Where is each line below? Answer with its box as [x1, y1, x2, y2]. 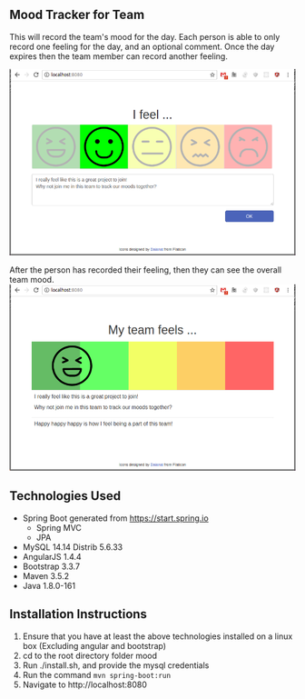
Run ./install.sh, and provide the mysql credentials [22, 659, 210, 671]
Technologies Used [9, 488, 121, 504]
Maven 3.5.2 [22, 570, 70, 581]
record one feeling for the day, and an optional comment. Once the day [9, 41, 275, 52]
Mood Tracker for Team [9, 7, 145, 23]
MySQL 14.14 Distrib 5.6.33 [22, 541, 123, 553]
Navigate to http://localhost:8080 [22, 679, 147, 690]
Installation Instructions [9, 606, 148, 622]
